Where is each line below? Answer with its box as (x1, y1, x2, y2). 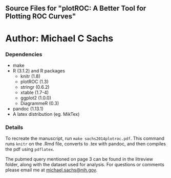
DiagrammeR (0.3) (20, 100, 59, 106)
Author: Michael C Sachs (5, 33, 114, 44)
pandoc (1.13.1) (12, 106, 44, 112)
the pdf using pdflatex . (5, 146, 55, 152)
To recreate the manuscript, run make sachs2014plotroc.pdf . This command (5, 135, 165, 142)
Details (5, 123, 24, 131)
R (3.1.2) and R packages (12, 67, 66, 73)
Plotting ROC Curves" (5, 12, 76, 21)
